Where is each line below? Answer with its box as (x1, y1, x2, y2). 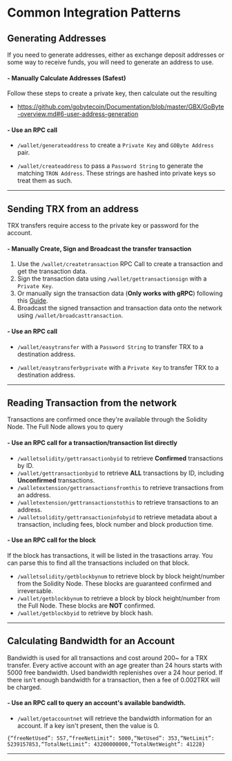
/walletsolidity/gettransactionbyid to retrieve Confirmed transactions (17, 454, 224, 462)
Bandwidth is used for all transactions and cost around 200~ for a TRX (7, 653, 208, 661)
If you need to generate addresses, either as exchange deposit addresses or (7, 50, 224, 59)
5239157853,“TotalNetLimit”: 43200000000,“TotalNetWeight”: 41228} (7, 741, 206, 748)
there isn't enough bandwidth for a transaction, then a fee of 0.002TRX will (7, 675, 220, 684)
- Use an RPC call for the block (7, 536, 97, 544)
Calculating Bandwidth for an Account (7, 635, 175, 647)
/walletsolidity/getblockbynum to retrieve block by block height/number (17, 572, 225, 580)
